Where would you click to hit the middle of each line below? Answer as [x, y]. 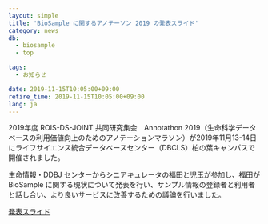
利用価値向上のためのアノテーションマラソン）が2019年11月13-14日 [146, 138]
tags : [17, 68]
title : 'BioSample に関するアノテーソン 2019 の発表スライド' [104, 23]
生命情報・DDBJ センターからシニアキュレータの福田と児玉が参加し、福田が [134, 175]
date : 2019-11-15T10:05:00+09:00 [64, 89]
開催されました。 [36, 158]
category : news [34, 30]
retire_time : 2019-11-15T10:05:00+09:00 [77, 97]
